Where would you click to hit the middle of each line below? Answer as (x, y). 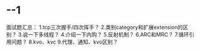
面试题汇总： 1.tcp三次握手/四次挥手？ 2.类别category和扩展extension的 (95, 27)
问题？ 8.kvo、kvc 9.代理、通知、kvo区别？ (64, 42)
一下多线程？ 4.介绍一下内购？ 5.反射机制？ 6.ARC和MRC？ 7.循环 (108, 34)
